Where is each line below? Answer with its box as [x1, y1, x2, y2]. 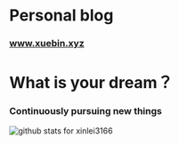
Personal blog [9, 5, 114, 26]
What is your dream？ [9, 73, 174, 93]
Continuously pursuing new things [9, 105, 162, 117]
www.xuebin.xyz [9, 37, 85, 50]
